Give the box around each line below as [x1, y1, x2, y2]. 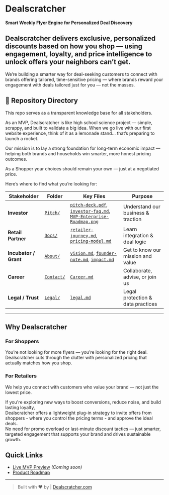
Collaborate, [123, 267, 152, 274]
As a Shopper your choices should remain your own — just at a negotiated [5, 165, 159, 171]
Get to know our [123, 246, 161, 253]
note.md [70, 257, 89, 262]
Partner [8, 235, 27, 242]
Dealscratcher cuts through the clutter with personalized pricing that [5, 355, 147, 361]
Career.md [70, 274, 94, 279]
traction [123, 216, 142, 223]
